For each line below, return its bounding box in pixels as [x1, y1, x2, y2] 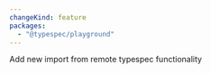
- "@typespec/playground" [17, 29, 115, 38]
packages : [9, 21, 47, 30]
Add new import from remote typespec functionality [9, 54, 203, 65]
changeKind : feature [9, 12, 87, 22]
